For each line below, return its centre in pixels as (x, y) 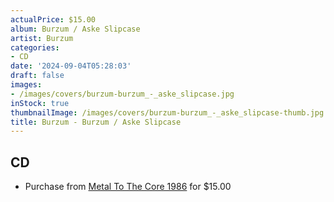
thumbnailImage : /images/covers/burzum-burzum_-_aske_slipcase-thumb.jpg (167, 112)
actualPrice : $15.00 (53, 19)
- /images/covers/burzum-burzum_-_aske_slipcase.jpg (122, 94)
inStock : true (40, 103)
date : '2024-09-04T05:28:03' (71, 66)
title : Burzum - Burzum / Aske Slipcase (96, 122)
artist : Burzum (42, 38)
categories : (35, 47)
